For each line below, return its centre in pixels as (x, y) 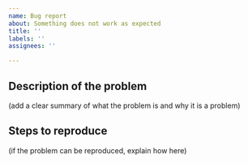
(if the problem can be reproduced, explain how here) (98, 150)
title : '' (25, 31)
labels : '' (27, 39)
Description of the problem (78, 86)
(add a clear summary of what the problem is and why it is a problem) (124, 105)
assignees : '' (32, 46)
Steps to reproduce (58, 131)
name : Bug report (38, 16)
